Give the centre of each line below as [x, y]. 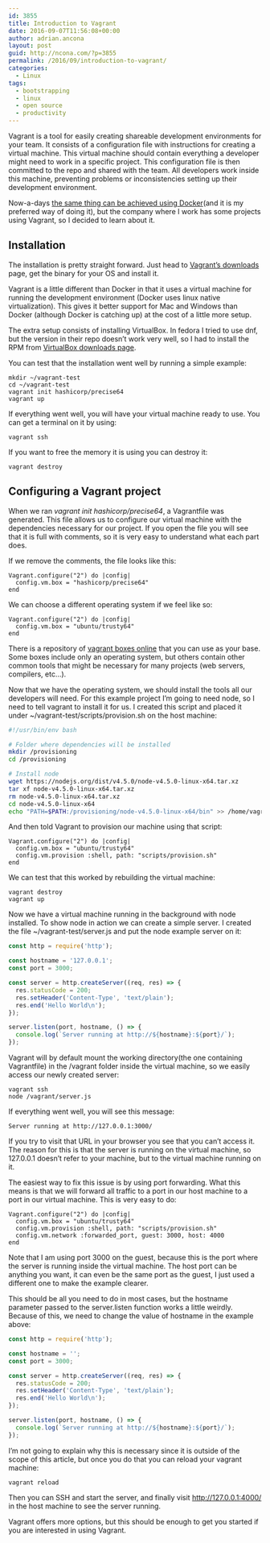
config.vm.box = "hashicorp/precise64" [82, 582]
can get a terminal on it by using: [63, 422]
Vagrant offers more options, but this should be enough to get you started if [133, 1521]
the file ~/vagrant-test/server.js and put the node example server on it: [125, 932]
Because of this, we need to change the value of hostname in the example [131, 1316]
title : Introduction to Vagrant [62, 23]
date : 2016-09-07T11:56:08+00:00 [64, 31]
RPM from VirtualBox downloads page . [72, 347]
